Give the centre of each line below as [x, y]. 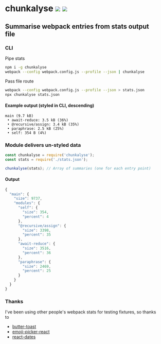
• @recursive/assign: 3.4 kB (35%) [43, 124]
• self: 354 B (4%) [27, 133]
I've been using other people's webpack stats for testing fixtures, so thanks [81, 312]
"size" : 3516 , [37, 248]
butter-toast [24, 327]
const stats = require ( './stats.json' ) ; [47, 159]
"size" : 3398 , [37, 230]
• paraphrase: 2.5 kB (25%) [36, 129]
